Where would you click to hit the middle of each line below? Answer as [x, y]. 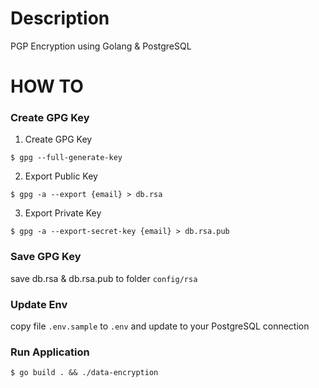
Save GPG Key [46, 257]
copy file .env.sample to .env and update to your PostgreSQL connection [160, 326]
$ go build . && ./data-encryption [84, 373]
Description [60, 18]
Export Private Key [63, 213]
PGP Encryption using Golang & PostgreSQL [101, 46]
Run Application [50, 352]
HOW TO [47, 86]
